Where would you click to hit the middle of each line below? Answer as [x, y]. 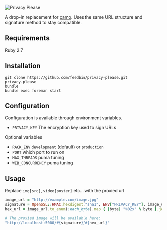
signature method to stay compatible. [43, 23]
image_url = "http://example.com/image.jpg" [52, 200]
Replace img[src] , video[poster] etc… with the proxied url [65, 191]
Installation [23, 66]
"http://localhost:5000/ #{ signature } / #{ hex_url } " [58, 223]
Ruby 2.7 [14, 50]
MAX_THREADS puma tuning [38, 158]
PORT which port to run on [38, 152]
